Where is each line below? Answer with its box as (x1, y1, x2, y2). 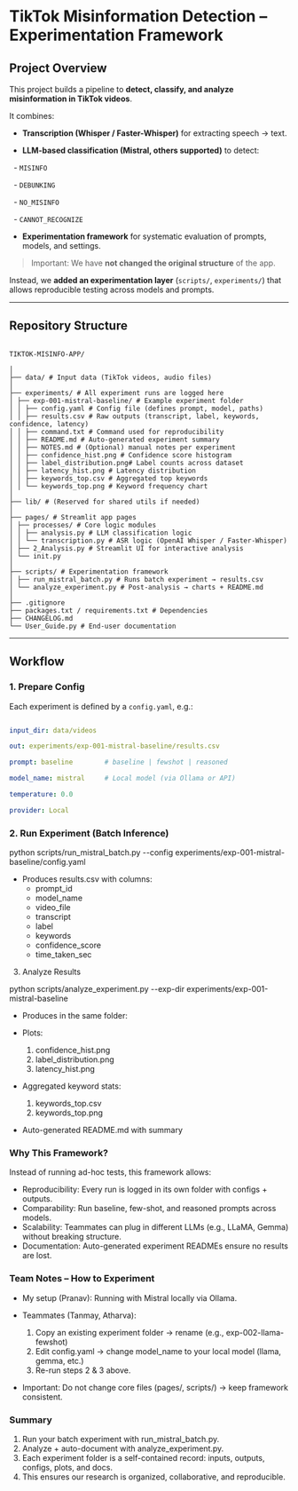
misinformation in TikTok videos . (9, 93, 133, 104)
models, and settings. (21, 241, 101, 250)
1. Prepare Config (9, 681, 86, 694)
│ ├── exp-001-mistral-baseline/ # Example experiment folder (9, 396, 244, 405)
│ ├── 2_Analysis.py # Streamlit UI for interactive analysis (9, 543, 244, 552)
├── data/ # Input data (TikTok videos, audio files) (9, 373, 213, 382)
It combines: (9, 111, 55, 121)
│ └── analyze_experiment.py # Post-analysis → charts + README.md (9, 583, 264, 591)
